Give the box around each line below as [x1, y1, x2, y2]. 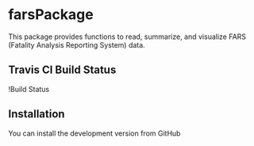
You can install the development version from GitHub [8, 129, 181, 138]
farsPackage [8, 6, 94, 24]
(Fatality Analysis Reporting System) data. [8, 40, 145, 49]
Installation [8, 107, 65, 121]
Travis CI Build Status [8, 63, 117, 77]
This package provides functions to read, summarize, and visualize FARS [8, 32, 247, 41]
